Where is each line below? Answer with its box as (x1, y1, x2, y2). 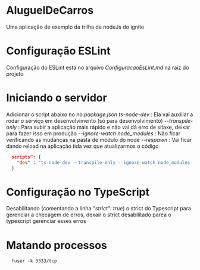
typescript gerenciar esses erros (6, 218, 86, 225)
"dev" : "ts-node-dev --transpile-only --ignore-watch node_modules (17, 159, 190, 166)
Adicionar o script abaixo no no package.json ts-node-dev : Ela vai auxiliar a (6, 111, 193, 118)
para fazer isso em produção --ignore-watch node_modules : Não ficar (6, 129, 181, 137)
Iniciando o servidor (6, 91, 107, 105)
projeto (6, 70, 24, 77)
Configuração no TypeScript (6, 185, 150, 198)
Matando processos (6, 238, 107, 252)
